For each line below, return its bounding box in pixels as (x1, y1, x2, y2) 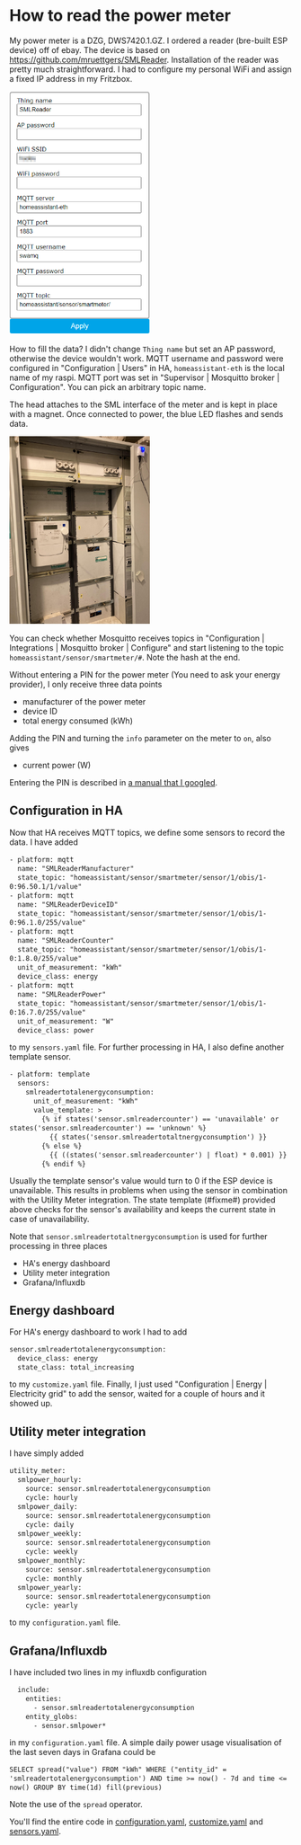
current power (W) (22, 759, 92, 770)
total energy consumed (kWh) (22, 715, 133, 726)
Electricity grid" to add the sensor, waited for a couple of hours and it (9, 1388, 265, 1399)
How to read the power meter (9, 5, 232, 26)
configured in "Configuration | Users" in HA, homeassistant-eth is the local (9, 363, 285, 374)
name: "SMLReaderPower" (17, 989, 106, 998)
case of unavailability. (9, 1213, 90, 1224)
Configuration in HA (9, 803, 123, 819)
